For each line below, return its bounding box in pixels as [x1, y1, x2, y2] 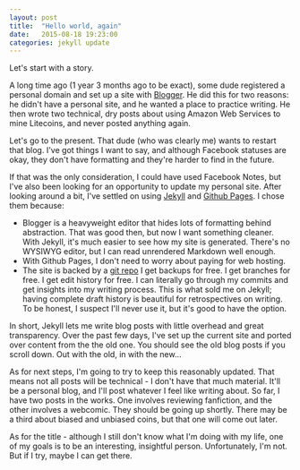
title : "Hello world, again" [9, 21, 123, 30]
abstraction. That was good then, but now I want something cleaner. [21, 227, 275, 238]
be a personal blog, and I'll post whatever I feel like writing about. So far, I [9, 386, 280, 397]
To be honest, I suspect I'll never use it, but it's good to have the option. [21, 303, 287, 314]
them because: [9, 201, 64, 211]
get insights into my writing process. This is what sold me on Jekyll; [21, 284, 272, 295]
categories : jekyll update [9, 38, 110, 47]
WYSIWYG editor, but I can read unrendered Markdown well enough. [21, 246, 276, 257]
